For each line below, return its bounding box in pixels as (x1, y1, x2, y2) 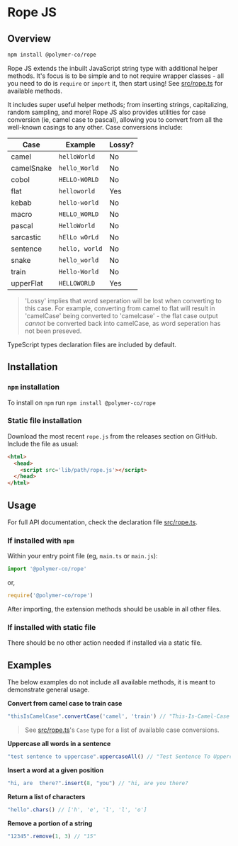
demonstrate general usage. (7, 685, 90, 694)
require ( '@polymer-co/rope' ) (7, 592, 93, 599)
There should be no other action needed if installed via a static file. (7, 638, 203, 647)
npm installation (7, 382, 60, 392)
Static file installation (7, 416, 82, 426)
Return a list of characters (7, 792, 86, 801)
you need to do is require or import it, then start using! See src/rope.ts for (7, 79, 223, 87)
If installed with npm (7, 536, 74, 546)
